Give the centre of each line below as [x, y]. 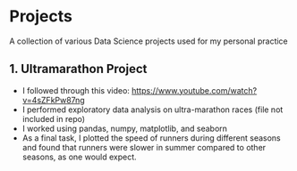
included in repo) [54, 118]
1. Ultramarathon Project [78, 69]
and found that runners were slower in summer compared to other [144, 147]
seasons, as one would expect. [79, 157]
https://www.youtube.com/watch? [194, 90]
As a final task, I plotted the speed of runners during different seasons [151, 138]
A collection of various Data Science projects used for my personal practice [148, 41]
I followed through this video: [76, 90]
